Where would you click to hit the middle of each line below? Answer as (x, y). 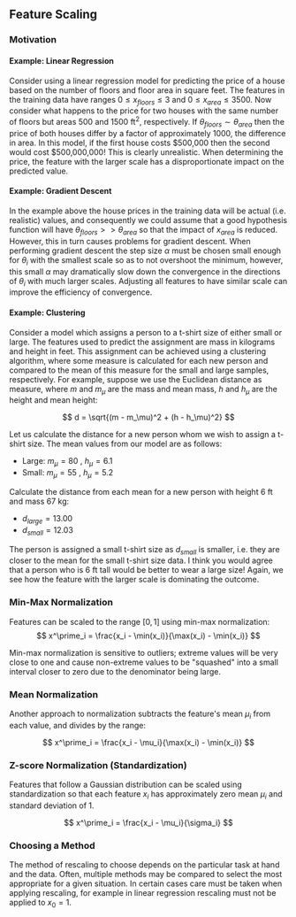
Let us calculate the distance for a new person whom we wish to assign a (143, 435)
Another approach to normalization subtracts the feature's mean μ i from (140, 714)
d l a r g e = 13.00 (47, 519)
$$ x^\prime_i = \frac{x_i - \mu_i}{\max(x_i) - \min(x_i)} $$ (148, 742)
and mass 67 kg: (39, 501)
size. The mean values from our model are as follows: (125, 444)
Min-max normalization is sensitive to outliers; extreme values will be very (144, 652)
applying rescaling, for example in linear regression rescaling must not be (143, 893)
